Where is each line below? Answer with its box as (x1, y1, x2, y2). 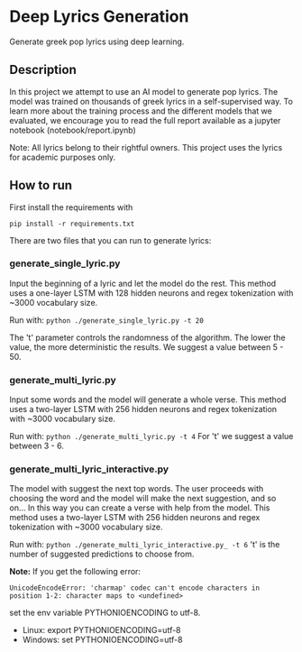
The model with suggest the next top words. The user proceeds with (9, 483, 264, 494)
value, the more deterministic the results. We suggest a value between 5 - (9, 341, 284, 353)
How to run (9, 178, 73, 193)
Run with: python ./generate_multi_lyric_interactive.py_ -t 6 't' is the (9, 539, 280, 550)
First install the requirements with (9, 201, 133, 213)
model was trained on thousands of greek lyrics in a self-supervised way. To (9, 96, 293, 106)
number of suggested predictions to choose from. (9, 548, 195, 560)
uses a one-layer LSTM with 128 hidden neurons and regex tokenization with (9, 287, 294, 298)
